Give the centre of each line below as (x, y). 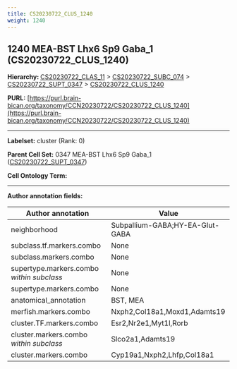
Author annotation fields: (45, 196)
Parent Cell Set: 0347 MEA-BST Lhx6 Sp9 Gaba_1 (79, 155)
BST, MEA (128, 301)
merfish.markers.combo (50, 312)
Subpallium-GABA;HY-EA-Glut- (165, 225)
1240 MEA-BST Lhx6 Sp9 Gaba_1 (80, 49)
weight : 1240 (26, 20)
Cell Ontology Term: (37, 176)
